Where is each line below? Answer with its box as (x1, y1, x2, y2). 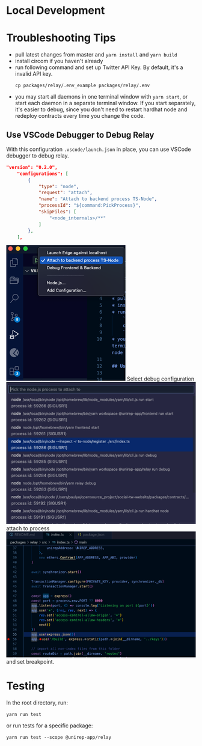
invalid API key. (14, 70, 53, 78)
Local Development (6, 4, 105, 17)
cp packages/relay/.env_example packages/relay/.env (14, 82, 150, 89)
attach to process (6, 525, 50, 532)
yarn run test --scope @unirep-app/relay (6, 734, 112, 740)
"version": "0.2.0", (6, 164, 58, 170)
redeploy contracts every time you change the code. (14, 112, 145, 120)
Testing (6, 679, 45, 692)
